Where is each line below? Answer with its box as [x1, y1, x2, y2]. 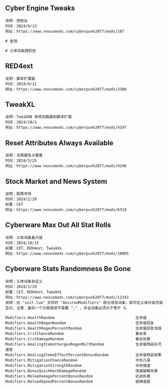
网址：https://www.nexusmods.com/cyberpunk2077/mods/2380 [5, 87, 127, 92]
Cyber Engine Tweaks [5, 4, 75, 13]
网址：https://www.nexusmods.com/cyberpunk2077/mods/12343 [5, 295, 129, 300]
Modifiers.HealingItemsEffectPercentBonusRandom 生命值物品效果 [5, 352, 162, 357]
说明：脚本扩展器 [5, 76, 36, 81]
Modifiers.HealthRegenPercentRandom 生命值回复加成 [5, 325, 162, 331]
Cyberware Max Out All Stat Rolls [5, 221, 111, 229]
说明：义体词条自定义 [5, 279, 43, 284]
